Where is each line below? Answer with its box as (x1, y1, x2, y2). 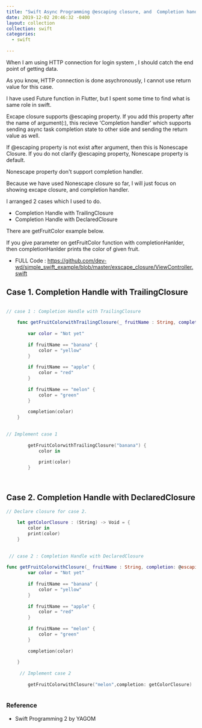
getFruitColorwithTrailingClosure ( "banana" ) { (28, 442, 147, 448)
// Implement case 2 (19, 670, 71, 676)
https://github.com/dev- (47, 256, 107, 264)
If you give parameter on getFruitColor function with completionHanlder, (6, 238, 185, 246)
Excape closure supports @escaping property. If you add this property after (6, 112, 194, 120)
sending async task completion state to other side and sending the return (6, 126, 188, 133)
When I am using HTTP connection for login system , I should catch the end (6, 58, 194, 66)
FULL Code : (14, 256, 46, 264)
